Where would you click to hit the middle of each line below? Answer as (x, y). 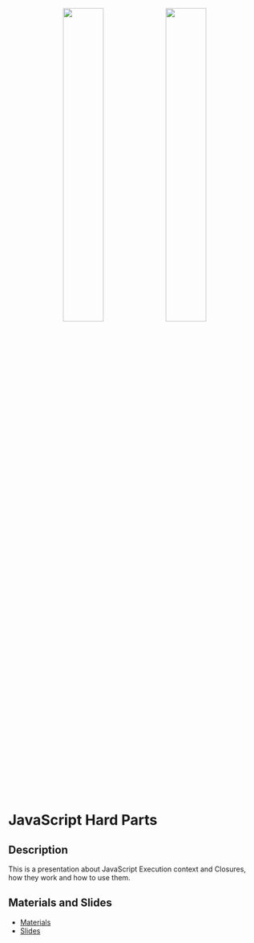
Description (38, 849)
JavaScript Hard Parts (83, 820)
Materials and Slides (60, 903)
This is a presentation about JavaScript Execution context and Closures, (127, 869)
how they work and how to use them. (69, 877)
